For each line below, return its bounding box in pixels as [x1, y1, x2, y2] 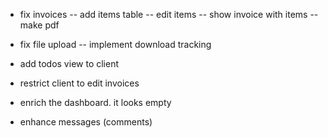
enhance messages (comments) [19, 116, 153, 128]
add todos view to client [19, 58, 120, 69]
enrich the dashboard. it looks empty [19, 97, 172, 108]
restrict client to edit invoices [19, 77, 140, 89]
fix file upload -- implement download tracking [19, 39, 212, 50]
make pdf [19, 19, 60, 31]
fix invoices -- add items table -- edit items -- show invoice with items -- [19, 9, 319, 20]
